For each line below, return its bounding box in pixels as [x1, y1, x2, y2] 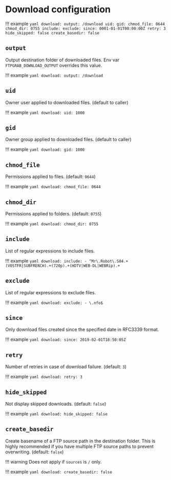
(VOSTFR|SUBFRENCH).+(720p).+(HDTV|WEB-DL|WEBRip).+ [5, 263, 120, 268]
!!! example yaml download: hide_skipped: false [5, 411, 108, 417]
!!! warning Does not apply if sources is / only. [5, 458, 102, 465]
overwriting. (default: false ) [5, 449, 64, 455]
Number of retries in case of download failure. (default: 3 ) [5, 364, 127, 370]
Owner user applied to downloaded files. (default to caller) [5, 99, 129, 106]
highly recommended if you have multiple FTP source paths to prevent [5, 443, 154, 449]
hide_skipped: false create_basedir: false [5, 30, 100, 35]
